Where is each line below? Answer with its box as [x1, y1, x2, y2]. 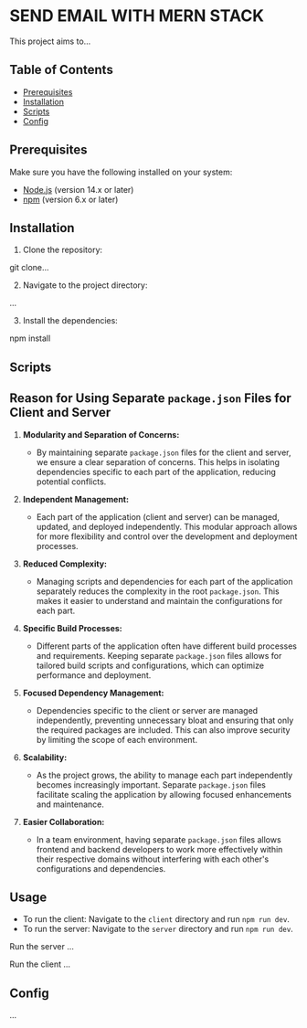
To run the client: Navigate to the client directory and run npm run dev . [22, 914, 291, 925]
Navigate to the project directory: [22, 280, 148, 291]
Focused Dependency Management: [22, 687, 164, 698]
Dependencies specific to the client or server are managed [36, 705, 259, 715]
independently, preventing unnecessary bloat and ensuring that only [36, 715, 294, 726]
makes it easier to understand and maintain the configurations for [36, 595, 283, 606]
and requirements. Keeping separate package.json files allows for [36, 650, 282, 661]
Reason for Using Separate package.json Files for [9, 390, 292, 407]
